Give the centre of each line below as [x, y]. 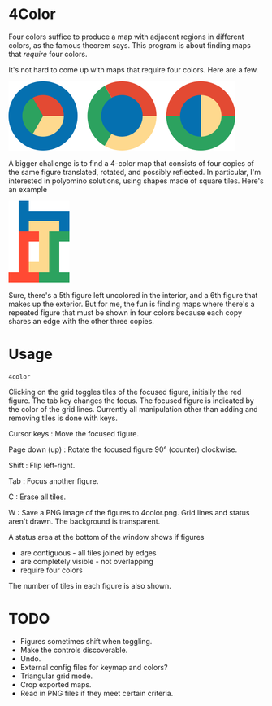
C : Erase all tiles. [37, 497]
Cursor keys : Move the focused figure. [74, 433]
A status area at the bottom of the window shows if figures [106, 537]
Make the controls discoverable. [74, 650]
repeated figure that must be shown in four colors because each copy [125, 312]
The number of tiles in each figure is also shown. [90, 585]
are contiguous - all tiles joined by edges [88, 553]
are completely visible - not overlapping [87, 561]
